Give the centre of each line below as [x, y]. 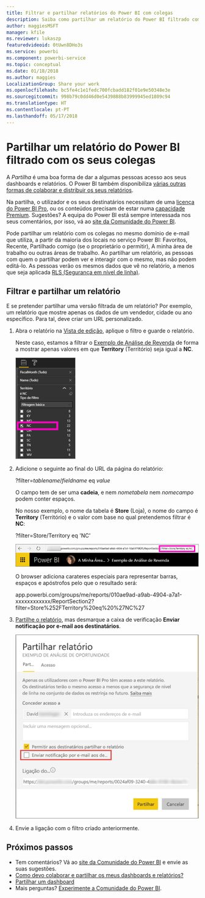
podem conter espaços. [45, 499]
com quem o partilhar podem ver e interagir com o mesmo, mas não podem [101, 259]
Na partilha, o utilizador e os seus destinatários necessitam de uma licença [100, 202]
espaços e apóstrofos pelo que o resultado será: [76, 583]
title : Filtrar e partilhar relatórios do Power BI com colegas [90, 13]
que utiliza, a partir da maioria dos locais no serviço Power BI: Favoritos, [97, 240]
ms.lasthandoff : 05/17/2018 [42, 116]
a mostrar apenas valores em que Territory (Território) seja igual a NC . [104, 349]
